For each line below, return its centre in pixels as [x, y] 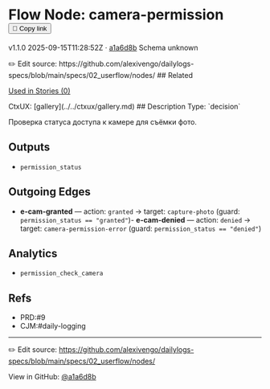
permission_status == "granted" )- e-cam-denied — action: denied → [135, 219]
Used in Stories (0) [39, 91]
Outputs [29, 147]
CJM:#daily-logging [53, 326]
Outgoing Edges [49, 192]
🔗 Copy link [30, 29]
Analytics [33, 254]
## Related [175, 75]
